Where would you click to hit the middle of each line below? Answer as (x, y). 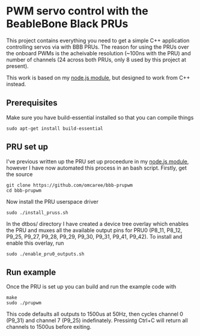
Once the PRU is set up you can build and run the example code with (91, 287)
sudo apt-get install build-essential (55, 128)
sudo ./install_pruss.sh (37, 212)
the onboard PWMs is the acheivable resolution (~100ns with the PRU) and (98, 53)
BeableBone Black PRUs (67, 24)
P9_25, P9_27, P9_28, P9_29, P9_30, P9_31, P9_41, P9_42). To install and (94, 236)
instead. (16, 84)
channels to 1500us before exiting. (49, 327)
